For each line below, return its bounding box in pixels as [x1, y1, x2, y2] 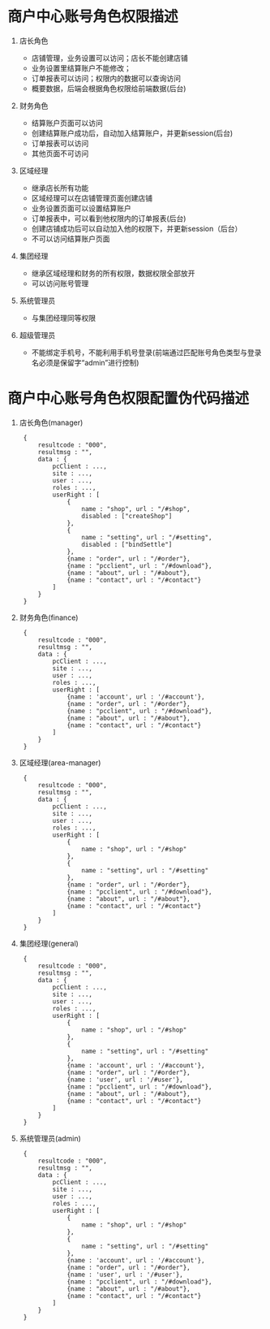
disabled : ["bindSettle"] [81, 540, 173, 548]
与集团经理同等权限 [31, 313, 96, 323]
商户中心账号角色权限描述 [7, 7, 179, 26]
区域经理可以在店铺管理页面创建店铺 [31, 193, 153, 203]
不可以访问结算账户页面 [31, 233, 110, 244]
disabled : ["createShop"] [81, 512, 173, 520]
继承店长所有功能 [31, 183, 89, 193]
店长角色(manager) [19, 418, 84, 427]
